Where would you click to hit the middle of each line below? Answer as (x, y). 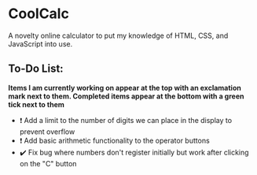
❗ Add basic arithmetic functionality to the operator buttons (114, 140)
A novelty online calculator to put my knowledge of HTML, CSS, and (118, 35)
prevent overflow (47, 132)
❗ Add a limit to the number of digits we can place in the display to (126, 120)
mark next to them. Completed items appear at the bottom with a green (126, 96)
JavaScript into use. (40, 43)
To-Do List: (36, 69)
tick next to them (37, 104)
